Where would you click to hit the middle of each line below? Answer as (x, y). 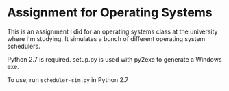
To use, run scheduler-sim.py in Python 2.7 (68, 79)
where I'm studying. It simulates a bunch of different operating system (106, 38)
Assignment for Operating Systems (110, 13)
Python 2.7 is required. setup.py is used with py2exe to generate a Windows (114, 59)
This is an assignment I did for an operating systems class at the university (112, 31)
